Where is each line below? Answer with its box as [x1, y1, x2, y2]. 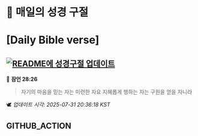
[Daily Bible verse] [6, 34, 100, 47]
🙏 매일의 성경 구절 [6, 5, 89, 19]
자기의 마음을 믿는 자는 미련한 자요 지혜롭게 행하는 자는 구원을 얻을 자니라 [20, 88, 193, 96]
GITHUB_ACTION [6, 120, 72, 131]
